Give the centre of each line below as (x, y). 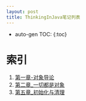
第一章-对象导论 (35, 77)
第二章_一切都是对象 (40, 85)
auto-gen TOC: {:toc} (41, 34)
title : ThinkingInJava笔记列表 (43, 17)
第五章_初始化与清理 (40, 92)
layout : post (22, 12)
